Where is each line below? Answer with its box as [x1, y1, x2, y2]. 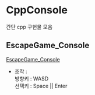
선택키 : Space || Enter [14, 82, 68, 89]
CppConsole [6, 3, 68, 17]
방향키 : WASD [14, 75, 49, 82]
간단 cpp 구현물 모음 [6, 23, 53, 30]
